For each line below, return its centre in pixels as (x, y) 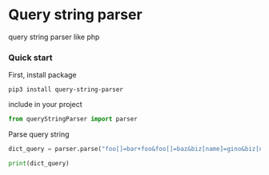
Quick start (31, 58)
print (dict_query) (39, 163)
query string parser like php (54, 37)
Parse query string (39, 134)
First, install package (43, 75)
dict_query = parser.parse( (55, 149)
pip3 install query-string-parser (66, 89)
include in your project (45, 105)
